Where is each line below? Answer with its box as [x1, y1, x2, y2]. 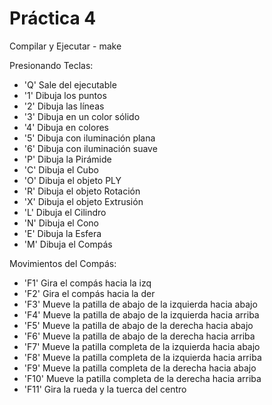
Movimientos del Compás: [9, 257, 117, 269]
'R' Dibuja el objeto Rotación [23, 185, 141, 197]
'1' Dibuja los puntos [23, 89, 107, 101]
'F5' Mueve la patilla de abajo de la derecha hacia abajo [23, 319, 254, 331]
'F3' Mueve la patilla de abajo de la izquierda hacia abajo [23, 298, 258, 310]
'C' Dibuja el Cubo [23, 163, 99, 176]
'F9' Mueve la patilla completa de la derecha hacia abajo [23, 362, 257, 374]
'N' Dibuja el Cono [23, 217, 99, 229]
